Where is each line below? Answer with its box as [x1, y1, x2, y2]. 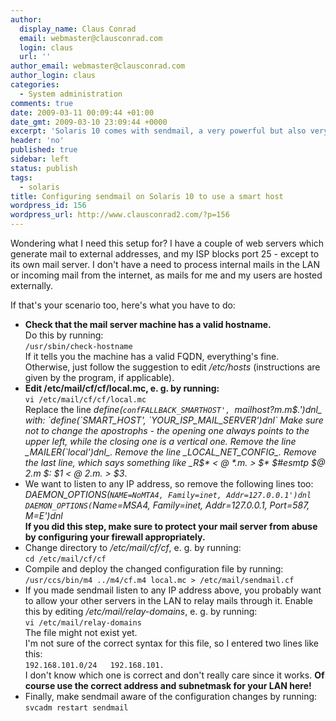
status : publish [10, 163, 78, 173]
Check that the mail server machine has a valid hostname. [24, 319, 272, 330]
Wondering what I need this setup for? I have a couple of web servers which [10, 237, 325, 249]
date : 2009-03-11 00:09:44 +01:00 [10, 107, 155, 118]
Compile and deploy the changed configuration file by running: [24, 563, 284, 575]
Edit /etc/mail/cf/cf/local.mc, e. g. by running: [24, 382, 220, 394]
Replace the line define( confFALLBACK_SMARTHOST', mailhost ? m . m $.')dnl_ [24, 404, 323, 415]
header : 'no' [10, 136, 65, 146]
